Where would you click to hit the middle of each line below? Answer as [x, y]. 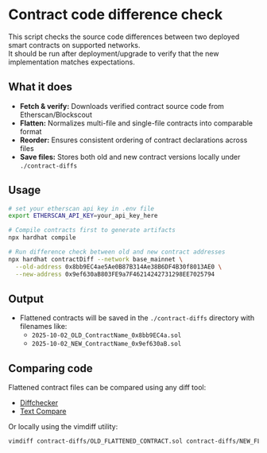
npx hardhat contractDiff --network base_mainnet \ [95, 259]
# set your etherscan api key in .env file [81, 208]
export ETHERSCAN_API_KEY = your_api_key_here [83, 216]
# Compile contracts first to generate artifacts [92, 230]
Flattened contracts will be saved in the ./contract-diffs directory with [137, 318]
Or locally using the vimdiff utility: [63, 427]
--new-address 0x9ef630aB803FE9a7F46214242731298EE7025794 [115, 274]
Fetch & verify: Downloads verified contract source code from [122, 106]
